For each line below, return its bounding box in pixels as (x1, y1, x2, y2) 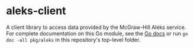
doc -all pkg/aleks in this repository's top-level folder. (6, 36, 141, 43)
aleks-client (6, 4, 66, 18)
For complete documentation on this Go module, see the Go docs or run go (6, 30, 188, 37)
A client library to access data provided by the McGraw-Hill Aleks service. (6, 24, 186, 31)
